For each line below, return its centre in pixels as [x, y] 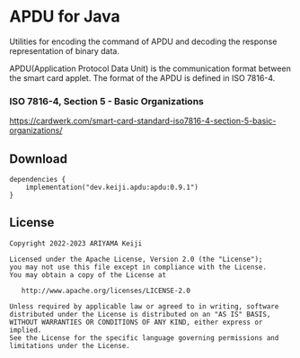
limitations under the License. [70, 345]
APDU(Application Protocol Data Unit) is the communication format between [150, 68]
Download [38, 159]
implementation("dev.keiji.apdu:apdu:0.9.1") [112, 188]
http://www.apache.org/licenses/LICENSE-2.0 [106, 291]
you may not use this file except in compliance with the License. [138, 267]
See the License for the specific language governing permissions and [144, 338]
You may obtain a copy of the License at [88, 275]
